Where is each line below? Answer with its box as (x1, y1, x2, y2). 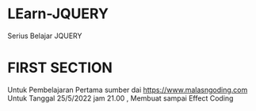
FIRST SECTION (7, 59, 113, 77)
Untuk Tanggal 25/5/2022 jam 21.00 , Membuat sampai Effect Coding (7, 93, 234, 103)
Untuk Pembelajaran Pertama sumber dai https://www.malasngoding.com (7, 85, 248, 94)
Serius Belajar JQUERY (7, 31, 82, 40)
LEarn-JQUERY (7, 5, 109, 23)
